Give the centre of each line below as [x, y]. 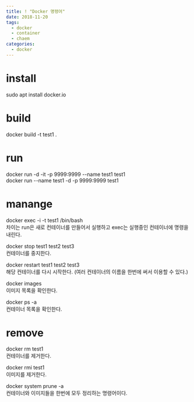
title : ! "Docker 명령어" [36, 11]
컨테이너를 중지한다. [29, 253]
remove [25, 333]
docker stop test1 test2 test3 [40, 246]
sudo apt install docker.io [36, 95]
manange [29, 204]
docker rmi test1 [25, 368]
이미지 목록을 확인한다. [32, 290]
